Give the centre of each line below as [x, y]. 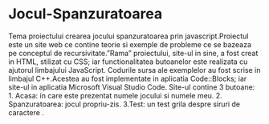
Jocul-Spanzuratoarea [86, 14]
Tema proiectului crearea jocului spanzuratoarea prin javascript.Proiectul [128, 36]
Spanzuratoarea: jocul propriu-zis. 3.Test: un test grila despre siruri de [124, 104]
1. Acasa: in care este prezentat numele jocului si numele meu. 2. [115, 95]
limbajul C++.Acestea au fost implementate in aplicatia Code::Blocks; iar [128, 78]
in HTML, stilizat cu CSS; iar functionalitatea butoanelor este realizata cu [128, 62]
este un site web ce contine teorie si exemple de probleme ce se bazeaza [130, 44]
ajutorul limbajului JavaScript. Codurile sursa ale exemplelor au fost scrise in [134, 70]
